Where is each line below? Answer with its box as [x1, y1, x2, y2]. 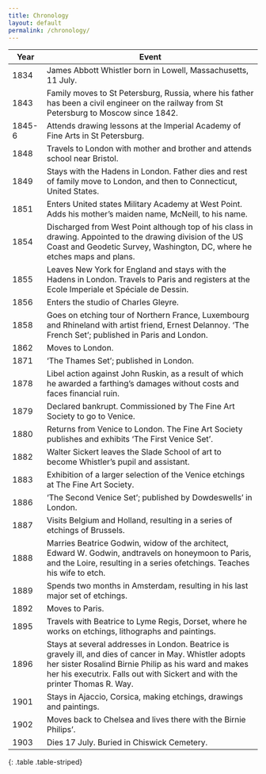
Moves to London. [46, 343, 114, 354]
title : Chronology [8, 11, 69, 20]
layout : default [8, 19, 62, 27]
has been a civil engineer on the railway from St [46, 98, 224, 109]
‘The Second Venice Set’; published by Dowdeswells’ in [46, 492, 253, 504]
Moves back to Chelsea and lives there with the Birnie [46, 715, 246, 726]
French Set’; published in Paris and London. [46, 330, 208, 341]
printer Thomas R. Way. [46, 679, 134, 690]
